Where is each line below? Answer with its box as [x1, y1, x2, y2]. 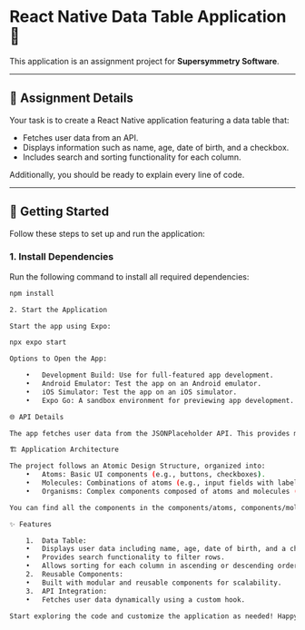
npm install [9, 289, 54, 298]
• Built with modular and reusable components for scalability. [25, 578, 282, 587]
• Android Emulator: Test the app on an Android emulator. [25, 379, 261, 389]
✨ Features [9, 519, 53, 528]
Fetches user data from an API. [22, 132, 139, 143]
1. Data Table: [25, 536, 88, 546]
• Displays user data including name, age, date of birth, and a [25, 545, 286, 554]
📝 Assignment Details [9, 91, 133, 106]
